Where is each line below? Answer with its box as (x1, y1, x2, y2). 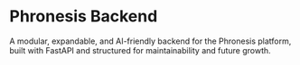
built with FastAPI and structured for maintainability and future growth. (9, 45, 271, 55)
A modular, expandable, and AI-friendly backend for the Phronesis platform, (9, 36, 292, 46)
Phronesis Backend (9, 6, 158, 27)
